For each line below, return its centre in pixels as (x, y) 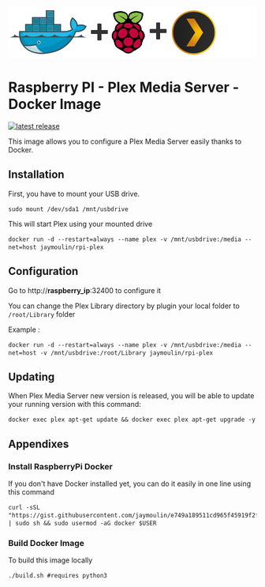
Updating (32, 376)
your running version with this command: (75, 405)
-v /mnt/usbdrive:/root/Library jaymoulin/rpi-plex (127, 353)
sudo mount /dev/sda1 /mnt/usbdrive (68, 209)
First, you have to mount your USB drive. (74, 194)
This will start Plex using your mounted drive (80, 224)
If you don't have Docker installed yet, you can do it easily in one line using (130, 484)
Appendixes (39, 444)
